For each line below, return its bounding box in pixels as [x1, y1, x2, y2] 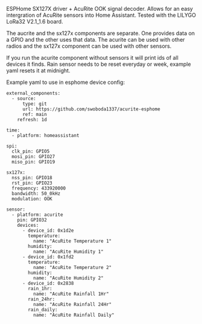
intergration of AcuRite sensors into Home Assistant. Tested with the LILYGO [6, 11, 196, 19]
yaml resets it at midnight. [6, 67, 71, 74]
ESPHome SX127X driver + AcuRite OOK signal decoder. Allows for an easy [6, 5, 193, 12]
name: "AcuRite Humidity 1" [33, 249, 104, 255]
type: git [22, 101, 47, 107]
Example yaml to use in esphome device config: [6, 78, 125, 86]
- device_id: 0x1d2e [22, 227, 74, 233]
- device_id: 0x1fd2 [22, 254, 74, 260]
